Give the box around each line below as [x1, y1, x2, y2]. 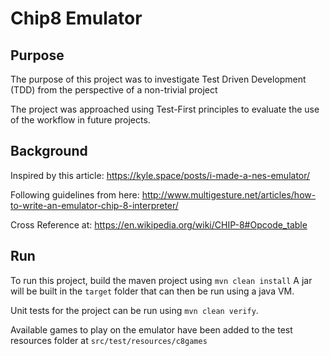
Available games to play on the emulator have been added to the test [10, 323, 293, 336]
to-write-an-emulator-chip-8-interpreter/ [10, 199, 179, 211]
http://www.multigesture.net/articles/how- [141, 188, 317, 201]
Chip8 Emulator [10, 7, 143, 30]
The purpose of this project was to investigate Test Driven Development [10, 73, 307, 85]
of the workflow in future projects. [10, 114, 151, 126]
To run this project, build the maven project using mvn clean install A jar [10, 274, 313, 286]
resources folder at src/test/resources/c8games [10, 334, 208, 346]
